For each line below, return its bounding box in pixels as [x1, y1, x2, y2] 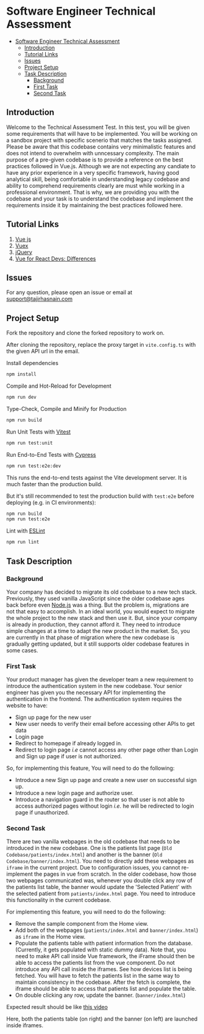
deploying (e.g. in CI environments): [6, 498, 96, 506]
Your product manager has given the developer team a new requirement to [6, 676, 194, 683]
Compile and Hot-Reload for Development [6, 382, 111, 390]
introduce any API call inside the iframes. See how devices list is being [15, 966, 192, 973]
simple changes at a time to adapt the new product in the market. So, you [6, 627, 191, 634]
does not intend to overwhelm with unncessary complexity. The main [6, 149, 180, 157]
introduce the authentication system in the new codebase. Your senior [6, 682, 183, 690]
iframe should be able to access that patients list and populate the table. [15, 985, 197, 992]
